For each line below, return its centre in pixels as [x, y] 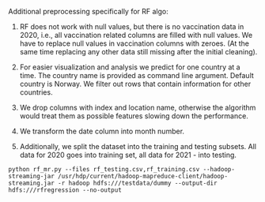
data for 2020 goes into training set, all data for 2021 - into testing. [128, 155]
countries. [36, 92]
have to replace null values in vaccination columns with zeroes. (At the [134, 43]
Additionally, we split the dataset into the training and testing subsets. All [138, 146]
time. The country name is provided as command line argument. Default [137, 75]
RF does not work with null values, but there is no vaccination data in [132, 26]
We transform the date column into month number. [102, 131]
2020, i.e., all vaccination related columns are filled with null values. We [136, 35]
